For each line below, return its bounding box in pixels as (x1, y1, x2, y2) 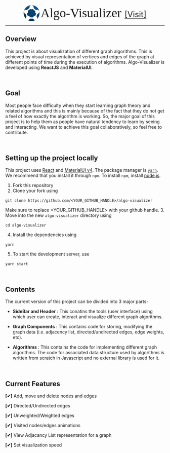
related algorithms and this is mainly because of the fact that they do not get (5, 107, 164, 114)
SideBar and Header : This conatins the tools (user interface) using (12, 309, 153, 315)
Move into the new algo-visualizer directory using (5, 212, 112, 218)
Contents (5, 285, 35, 293)
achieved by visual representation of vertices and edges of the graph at (5, 53, 154, 60)
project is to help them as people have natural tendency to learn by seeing (5, 119, 160, 125)
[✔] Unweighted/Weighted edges (5, 412, 75, 419)
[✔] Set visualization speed (5, 442, 62, 448)
